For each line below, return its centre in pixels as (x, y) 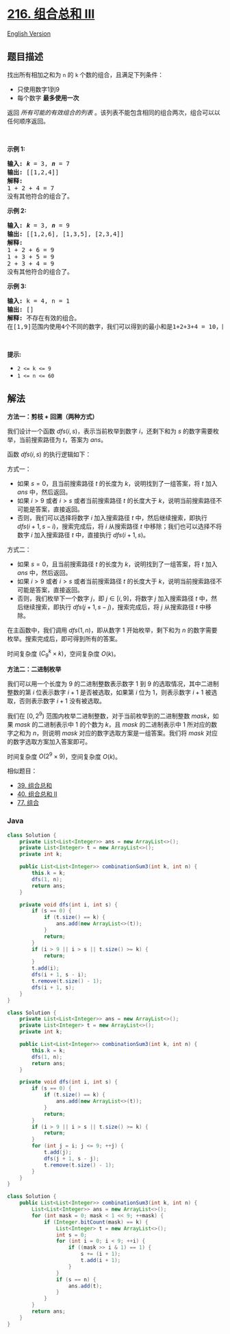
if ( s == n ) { (76, 1279)
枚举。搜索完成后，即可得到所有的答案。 (64, 638)
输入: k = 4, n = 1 (39, 301)
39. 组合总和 (35, 786)
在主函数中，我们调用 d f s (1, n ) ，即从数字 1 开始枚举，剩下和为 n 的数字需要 (112, 630)
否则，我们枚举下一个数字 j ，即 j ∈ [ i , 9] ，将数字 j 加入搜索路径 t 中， (114, 598)
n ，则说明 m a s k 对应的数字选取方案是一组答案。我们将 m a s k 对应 (125, 733)
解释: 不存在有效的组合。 (44, 318)
